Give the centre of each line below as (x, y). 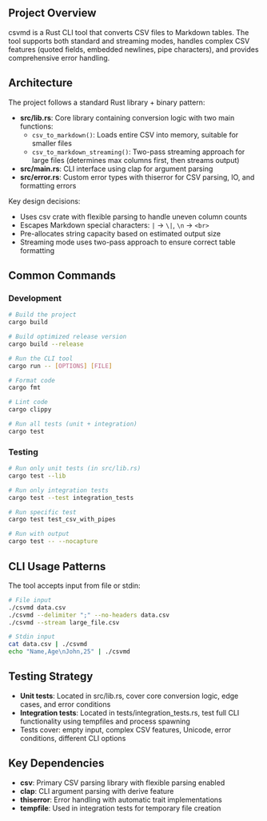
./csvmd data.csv (37, 607)
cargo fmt (25, 388)
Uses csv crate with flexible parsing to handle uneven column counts (133, 216)
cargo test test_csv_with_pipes (62, 520)
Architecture (41, 83)
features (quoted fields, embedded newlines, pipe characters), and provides (133, 49)
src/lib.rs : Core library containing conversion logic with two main (127, 117)
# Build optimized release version (68, 337)
